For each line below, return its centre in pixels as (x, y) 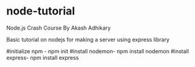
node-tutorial (41, 11)
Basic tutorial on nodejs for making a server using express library (88, 39)
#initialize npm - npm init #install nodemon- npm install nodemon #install (97, 51)
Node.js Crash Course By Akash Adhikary (58, 28)
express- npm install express (43, 57)
